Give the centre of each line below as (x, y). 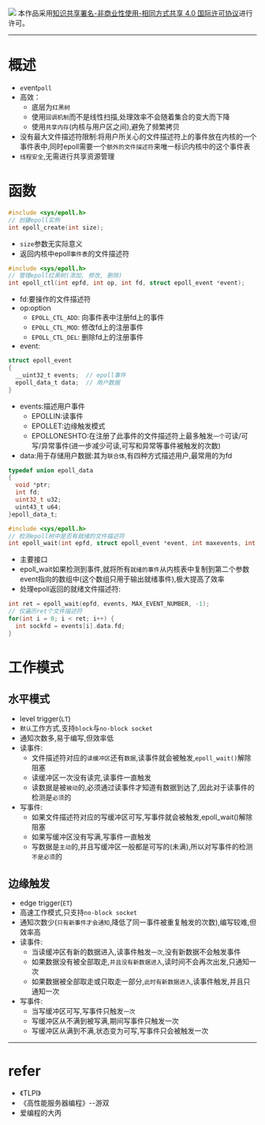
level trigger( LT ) (45, 718)
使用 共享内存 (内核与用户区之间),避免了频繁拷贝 (105, 126)
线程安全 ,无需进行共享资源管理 (67, 156)
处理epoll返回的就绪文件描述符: (70, 589)
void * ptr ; (33, 485)
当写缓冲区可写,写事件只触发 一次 (83, 1011)
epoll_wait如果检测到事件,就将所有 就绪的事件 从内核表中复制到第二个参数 (134, 570)
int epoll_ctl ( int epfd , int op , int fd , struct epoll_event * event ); (127, 283)
